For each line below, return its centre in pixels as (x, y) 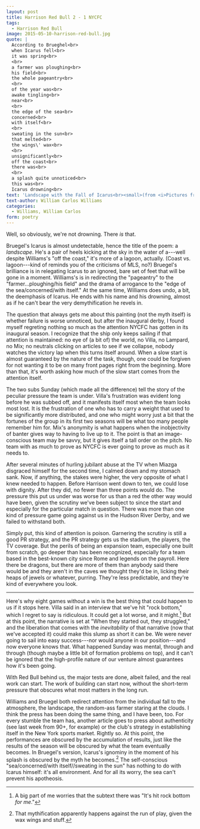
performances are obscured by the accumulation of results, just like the (94, 739)
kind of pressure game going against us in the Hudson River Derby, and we (98, 515)
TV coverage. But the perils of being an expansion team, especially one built (100, 546)
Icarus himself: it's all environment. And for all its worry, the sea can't (91, 772)
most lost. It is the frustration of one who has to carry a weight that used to (98, 409)
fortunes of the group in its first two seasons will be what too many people (97, 421)
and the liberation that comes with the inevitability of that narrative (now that (100, 627)
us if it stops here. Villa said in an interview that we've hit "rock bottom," (94, 607)
